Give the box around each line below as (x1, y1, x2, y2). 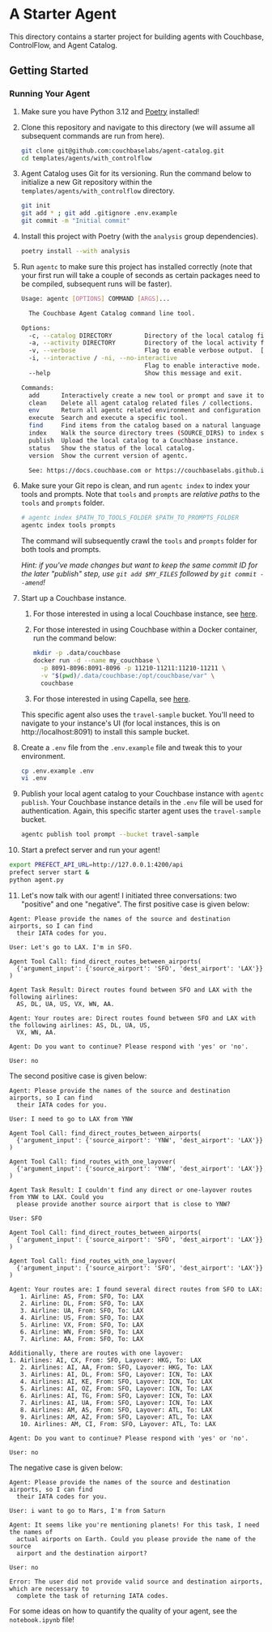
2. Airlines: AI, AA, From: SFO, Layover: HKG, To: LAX (19, 1363, 213, 1371)
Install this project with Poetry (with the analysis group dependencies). (20, 232, 258, 241)
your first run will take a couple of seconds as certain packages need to (20, 270, 261, 280)
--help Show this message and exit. (28, 369, 243, 377)
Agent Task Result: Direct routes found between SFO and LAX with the (9, 986, 253, 994)
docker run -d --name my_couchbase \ (32, 657, 161, 665)
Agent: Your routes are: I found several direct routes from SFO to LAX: (9, 1285, 264, 1293)
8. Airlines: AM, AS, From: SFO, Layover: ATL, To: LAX (19, 1406, 213, 1414)
